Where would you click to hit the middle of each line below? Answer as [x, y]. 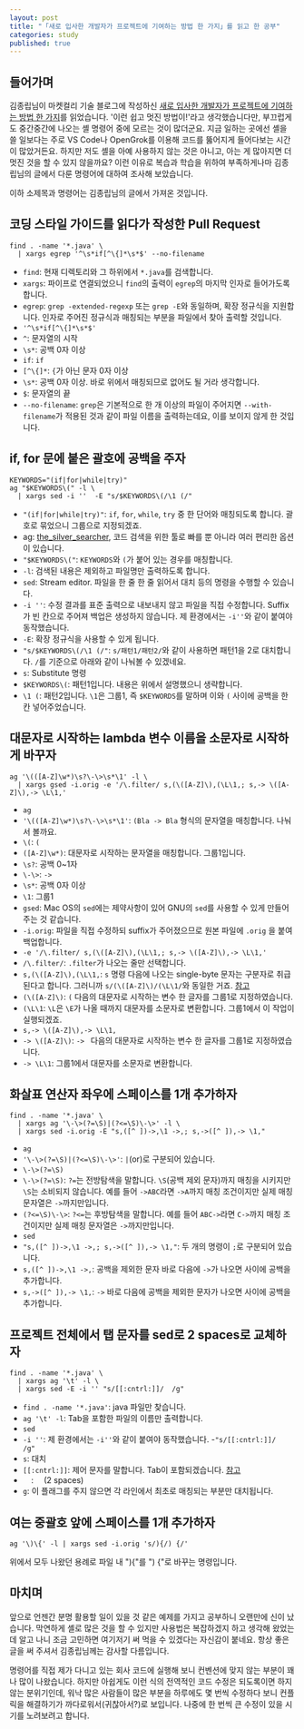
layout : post [34, 18]
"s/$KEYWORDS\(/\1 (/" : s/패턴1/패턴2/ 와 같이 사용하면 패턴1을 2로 [141, 650]
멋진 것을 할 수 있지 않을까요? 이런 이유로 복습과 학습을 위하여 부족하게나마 [141, 162]
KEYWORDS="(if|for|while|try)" [69, 480]
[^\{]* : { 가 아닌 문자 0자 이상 [75, 370]
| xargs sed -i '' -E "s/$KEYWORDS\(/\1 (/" [105, 496]
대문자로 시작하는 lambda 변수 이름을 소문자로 [132, 738]
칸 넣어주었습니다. [54, 707]
